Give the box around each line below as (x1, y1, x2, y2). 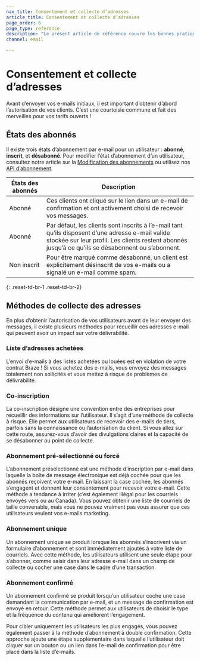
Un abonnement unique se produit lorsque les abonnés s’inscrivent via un (6, 538, 187, 545)
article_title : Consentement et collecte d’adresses (6, 14, 140, 20)
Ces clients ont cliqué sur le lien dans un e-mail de (46, 196, 189, 205)
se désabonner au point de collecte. (6, 437, 95, 444)
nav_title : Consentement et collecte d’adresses (6, 8, 129, 15)
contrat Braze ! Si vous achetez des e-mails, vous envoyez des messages (6, 364, 187, 371)
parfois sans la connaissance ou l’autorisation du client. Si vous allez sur (6, 425, 183, 432)
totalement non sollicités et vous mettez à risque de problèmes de (6, 370, 168, 377)
